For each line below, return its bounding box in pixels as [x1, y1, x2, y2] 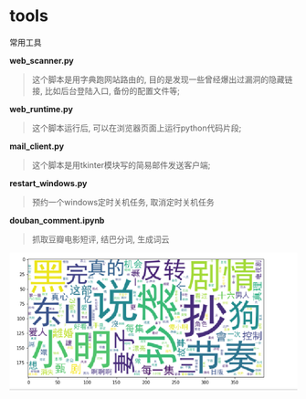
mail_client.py [9, 141, 65, 152]
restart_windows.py [9, 177, 88, 188]
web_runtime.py [9, 103, 73, 114]
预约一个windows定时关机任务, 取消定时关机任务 [31, 196, 215, 207]
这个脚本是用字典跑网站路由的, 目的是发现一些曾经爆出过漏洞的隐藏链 [31, 74, 293, 85]
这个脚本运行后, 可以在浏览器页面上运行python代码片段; [31, 122, 242, 133]
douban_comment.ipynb [9, 215, 105, 226]
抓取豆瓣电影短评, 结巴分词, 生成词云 [31, 234, 170, 245]
